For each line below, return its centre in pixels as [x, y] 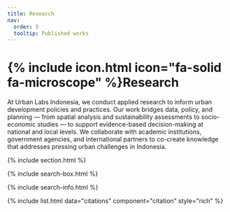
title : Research [31, 14]
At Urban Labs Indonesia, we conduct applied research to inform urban [110, 102]
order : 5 [26, 27]
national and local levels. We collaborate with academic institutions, [105, 132]
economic [22, 125]
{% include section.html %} [47, 160]
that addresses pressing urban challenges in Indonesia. [87, 147]
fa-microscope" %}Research [93, 83]
